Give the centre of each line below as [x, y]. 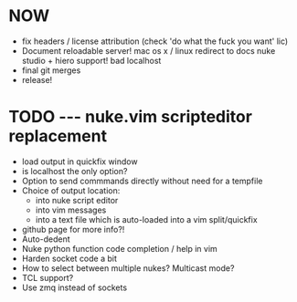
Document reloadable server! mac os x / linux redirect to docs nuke [148, 50]
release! [37, 79]
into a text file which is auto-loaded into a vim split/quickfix [146, 219]
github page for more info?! [73, 229]
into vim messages [71, 210]
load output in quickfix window [80, 161]
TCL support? [48, 277]
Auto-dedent [46, 239]
